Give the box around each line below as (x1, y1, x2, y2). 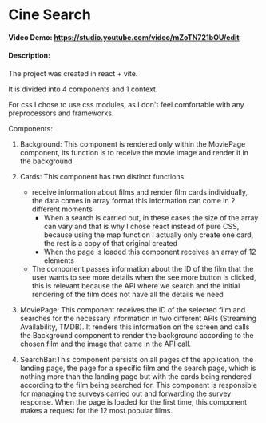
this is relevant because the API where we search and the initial (31, 280, 240, 290)
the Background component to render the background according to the (19, 330, 254, 340)
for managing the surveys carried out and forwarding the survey (19, 389, 232, 398)
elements (43, 255, 74, 265)
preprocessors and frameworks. (8, 108, 114, 118)
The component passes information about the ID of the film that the (31, 264, 254, 273)
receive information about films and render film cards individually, (31, 187, 248, 197)
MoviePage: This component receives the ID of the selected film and (19, 304, 246, 314)
